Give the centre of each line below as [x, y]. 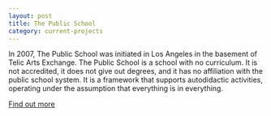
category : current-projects [56, 31]
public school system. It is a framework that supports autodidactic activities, [136, 80]
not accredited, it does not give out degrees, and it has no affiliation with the [136, 71]
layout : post [30, 16]
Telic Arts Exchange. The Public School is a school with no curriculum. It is [133, 62]
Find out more [32, 104]
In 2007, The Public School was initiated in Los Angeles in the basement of [133, 54]
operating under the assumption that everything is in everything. [116, 88]
